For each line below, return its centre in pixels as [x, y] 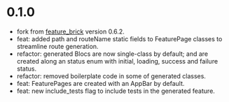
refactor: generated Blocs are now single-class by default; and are [112, 54]
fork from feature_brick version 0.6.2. [71, 31]
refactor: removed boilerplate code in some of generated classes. [111, 76]
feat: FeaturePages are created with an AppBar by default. [100, 83]
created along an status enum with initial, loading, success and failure [117, 61]
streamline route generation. [57, 46]
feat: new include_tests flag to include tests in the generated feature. [116, 91]
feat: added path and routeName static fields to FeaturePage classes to [119, 38]
